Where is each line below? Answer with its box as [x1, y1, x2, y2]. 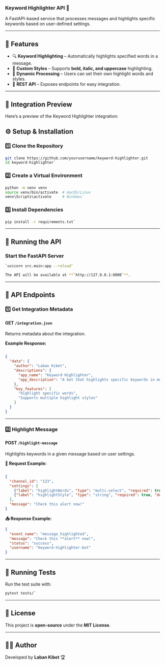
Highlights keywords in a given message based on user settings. [5, 451, 136, 456]
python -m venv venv [5, 185, 48, 190]
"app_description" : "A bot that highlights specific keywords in [18, 377, 155, 382]
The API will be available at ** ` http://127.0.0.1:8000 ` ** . [5, 273, 131, 278]
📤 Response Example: [5, 515, 52, 522]
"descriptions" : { [14, 368, 52, 373]
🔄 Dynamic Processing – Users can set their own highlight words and [12, 71, 154, 77]
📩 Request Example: [5, 460, 47, 466]
